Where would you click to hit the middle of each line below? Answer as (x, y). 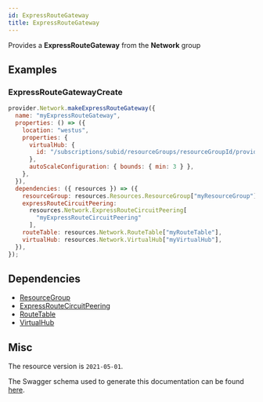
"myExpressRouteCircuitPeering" (89, 218)
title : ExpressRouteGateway (54, 23)
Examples (32, 69)
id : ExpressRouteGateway (49, 15)
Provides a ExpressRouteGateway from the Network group (104, 45)
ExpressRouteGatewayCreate (65, 92)
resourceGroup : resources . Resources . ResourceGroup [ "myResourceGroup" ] (140, 196)
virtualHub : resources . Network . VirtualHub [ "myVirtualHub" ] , (122, 239)
